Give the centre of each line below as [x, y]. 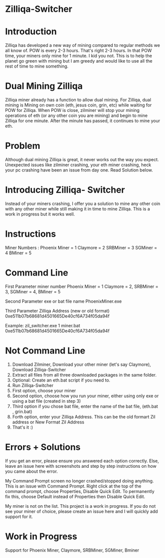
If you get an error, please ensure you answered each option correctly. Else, [82, 461]
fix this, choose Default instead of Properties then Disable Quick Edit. [75, 496]
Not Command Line [45, 350]
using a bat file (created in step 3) [47, 401]
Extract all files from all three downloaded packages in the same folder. [84, 375]
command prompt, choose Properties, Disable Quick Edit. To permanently [80, 491]
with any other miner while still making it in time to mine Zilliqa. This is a [78, 209]
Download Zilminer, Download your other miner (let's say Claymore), [82, 364]
